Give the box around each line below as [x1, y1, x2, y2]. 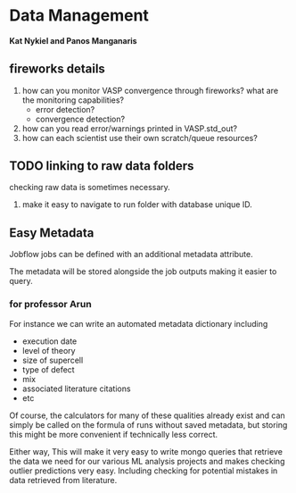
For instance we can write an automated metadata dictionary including [9, 318, 268, 329]
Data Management [9, 5, 150, 26]
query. [9, 276, 33, 287]
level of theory [21, 345, 76, 355]
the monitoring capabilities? [21, 95, 125, 105]
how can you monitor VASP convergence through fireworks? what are [21, 85, 279, 96]
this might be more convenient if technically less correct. [9, 429, 218, 439]
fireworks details [9, 62, 105, 77]
